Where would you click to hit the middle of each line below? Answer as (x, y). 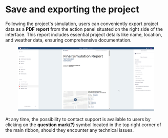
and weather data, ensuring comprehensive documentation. (68, 40)
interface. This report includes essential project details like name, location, (84, 34)
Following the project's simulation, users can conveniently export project (82, 24)
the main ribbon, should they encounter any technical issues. (70, 130)
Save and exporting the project (72, 9)
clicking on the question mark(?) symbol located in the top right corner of (83, 125)
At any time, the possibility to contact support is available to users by (78, 120)
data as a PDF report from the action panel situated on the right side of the (84, 29)
